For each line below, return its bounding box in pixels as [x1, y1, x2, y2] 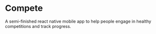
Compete [5, 3, 43, 14]
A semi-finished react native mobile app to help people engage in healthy [5, 18, 152, 24]
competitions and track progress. [5, 23, 71, 29]
